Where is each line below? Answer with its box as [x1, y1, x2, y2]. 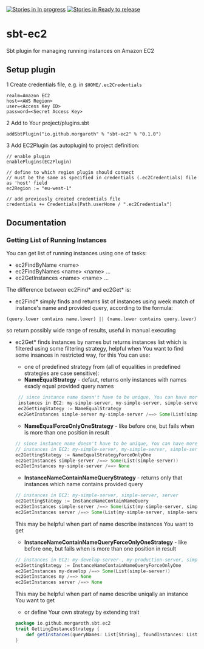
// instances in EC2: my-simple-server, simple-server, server [15, 492, 179, 498]
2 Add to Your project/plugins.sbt [6, 119, 89, 126]
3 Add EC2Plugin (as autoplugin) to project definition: [6, 142, 140, 149]
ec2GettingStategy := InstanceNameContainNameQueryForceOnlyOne [15, 562, 182, 568]
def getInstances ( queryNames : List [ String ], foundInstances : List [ [26, 631, 200, 637]
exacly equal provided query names [24, 383, 114, 390]
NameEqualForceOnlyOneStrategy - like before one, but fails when [24, 422, 194, 430]
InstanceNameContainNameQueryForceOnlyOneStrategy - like [24, 538, 187, 546]
